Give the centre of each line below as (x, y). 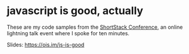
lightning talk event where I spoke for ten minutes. (68, 33)
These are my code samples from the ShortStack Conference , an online (95, 27)
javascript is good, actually (75, 11)
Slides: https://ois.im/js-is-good (46, 45)
